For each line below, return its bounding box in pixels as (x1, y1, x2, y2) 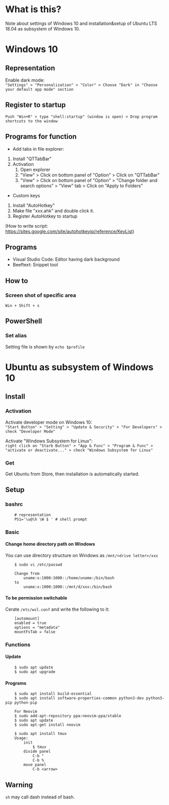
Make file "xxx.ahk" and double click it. (12, 207, 94, 214)
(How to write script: (5, 223, 48, 229)
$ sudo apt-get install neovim (14, 722, 81, 727)
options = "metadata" (14, 625, 60, 630)
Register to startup (5, 100, 66, 110)
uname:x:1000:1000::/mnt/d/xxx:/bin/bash (23, 584, 113, 589)
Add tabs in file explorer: (12, 146, 64, 152)
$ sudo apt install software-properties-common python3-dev (14, 696, 144, 701)
